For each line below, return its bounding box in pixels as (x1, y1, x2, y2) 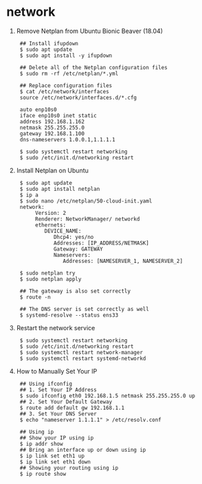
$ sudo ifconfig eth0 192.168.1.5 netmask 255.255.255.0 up (19, 392, 196, 399)
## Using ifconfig (19, 380, 73, 387)
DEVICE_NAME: (44, 227, 82, 234)
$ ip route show (19, 470, 67, 477)
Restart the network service (16, 323, 96, 332)
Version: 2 (34, 209, 67, 216)
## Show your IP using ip (19, 434, 94, 441)
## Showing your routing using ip (19, 464, 119, 471)
